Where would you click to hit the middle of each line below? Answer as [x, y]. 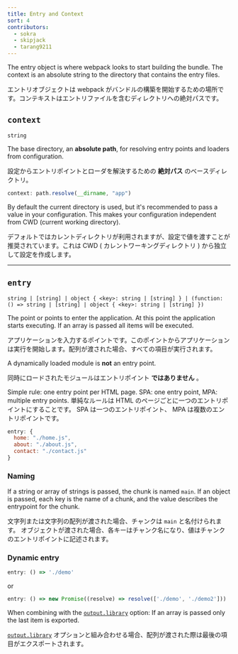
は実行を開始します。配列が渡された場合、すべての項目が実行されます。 [112, 349]
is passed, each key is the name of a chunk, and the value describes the [113, 499]
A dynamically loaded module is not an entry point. [82, 363]
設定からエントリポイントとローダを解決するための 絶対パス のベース [108, 170]
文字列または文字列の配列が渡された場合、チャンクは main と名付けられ [112, 521]
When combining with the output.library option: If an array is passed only [116, 613]
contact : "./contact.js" [50, 452]
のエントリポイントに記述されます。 [60, 539]
